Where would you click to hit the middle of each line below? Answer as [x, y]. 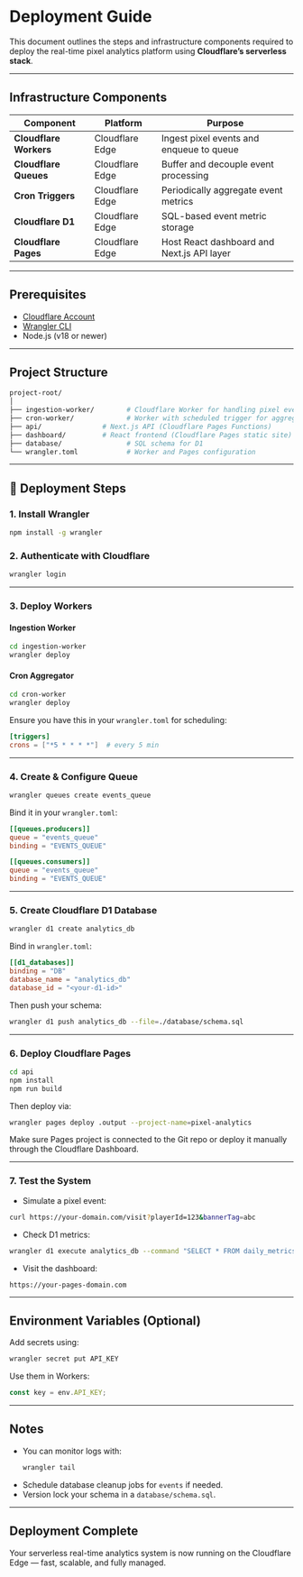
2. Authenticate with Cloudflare [80, 555]
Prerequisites [48, 295]
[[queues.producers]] [50, 829]
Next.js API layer [196, 252]
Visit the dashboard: [60, 1268]
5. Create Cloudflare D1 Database [83, 911]
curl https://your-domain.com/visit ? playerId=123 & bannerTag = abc [133, 1217]
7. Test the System [50, 1181]
